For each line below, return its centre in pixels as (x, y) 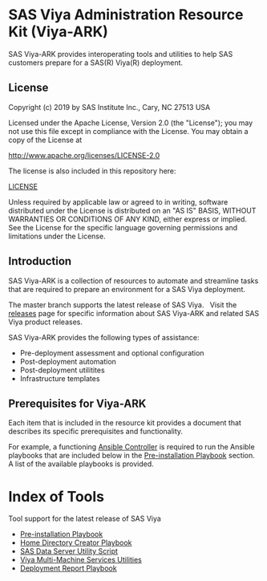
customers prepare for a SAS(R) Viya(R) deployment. (95, 63)
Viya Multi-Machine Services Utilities (81, 560)
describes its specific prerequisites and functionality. (95, 432)
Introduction (40, 261)
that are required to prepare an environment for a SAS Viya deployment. (127, 289)
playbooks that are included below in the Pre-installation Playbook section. (131, 456)
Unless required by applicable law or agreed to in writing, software (118, 201)
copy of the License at (45, 140)
